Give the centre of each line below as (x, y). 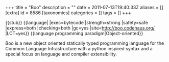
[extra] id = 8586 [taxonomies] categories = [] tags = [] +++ (68, 13)
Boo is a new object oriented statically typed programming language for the (85, 43)
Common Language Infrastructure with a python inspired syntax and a (79, 49)
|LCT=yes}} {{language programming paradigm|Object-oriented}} (74, 33)
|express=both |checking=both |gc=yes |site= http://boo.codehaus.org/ (80, 28)
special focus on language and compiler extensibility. (61, 54)
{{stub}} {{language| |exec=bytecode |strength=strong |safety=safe (77, 23)
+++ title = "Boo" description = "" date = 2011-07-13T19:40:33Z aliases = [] (84, 7)
